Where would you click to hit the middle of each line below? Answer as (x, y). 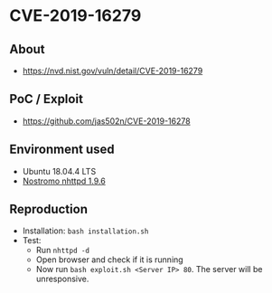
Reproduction (49, 209)
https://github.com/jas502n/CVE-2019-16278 (107, 121)
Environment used (62, 150)
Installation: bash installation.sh (85, 231)
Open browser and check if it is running (109, 260)
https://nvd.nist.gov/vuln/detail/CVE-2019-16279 (113, 71)
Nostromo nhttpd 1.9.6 (64, 181)
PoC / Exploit (47, 99)
